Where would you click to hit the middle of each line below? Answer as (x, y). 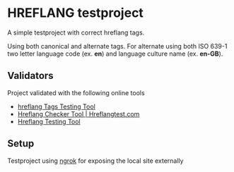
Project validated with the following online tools (76, 92)
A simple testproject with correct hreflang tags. (76, 32)
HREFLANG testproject (75, 13)
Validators (31, 76)
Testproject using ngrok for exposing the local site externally (95, 161)
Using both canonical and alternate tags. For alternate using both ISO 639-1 (117, 46)
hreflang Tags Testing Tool (56, 106)
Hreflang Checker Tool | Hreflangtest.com (78, 113)
